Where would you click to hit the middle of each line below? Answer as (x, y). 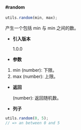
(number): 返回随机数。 (37, 98)
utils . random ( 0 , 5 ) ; (27, 118)
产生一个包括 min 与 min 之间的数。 (42, 28)
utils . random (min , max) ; (31, 18)
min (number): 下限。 (35, 70)
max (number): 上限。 (35, 76)
